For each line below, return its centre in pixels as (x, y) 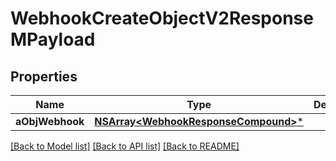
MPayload (53, 39)
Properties (44, 76)
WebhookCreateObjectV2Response (162, 18)
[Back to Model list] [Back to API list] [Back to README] (125, 146)
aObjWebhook (50, 121)
